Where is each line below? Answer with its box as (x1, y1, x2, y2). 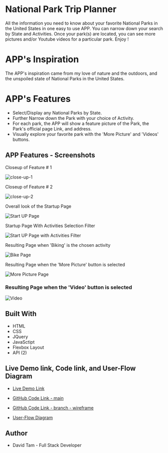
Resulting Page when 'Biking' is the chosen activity (5, 242, 111, 248)
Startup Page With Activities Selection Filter (5, 222, 95, 229)
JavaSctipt (12, 339, 35, 345)
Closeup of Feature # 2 (5, 184, 53, 190)
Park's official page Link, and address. (12, 125, 92, 131)
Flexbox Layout (12, 344, 44, 350)
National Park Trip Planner (5, 4, 117, 15)
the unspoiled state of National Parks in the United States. (5, 75, 125, 81)
